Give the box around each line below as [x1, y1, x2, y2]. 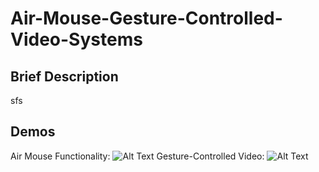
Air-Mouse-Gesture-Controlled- [10, 7, 283, 30]
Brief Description [10, 68, 119, 85]
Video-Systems [10, 28, 143, 51]
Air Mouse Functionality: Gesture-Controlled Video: [10, 150, 265, 162]
